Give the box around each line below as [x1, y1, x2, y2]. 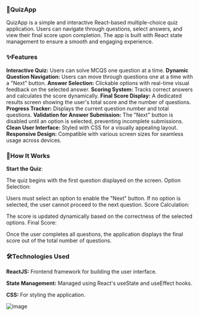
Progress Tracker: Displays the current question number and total [6, 105, 169, 112]
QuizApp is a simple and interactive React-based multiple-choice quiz [6, 19, 178, 26]
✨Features [6, 53, 38, 62]
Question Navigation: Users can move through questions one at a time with [6, 73, 193, 80]
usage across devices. [6, 136, 62, 144]
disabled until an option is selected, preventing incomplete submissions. [6, 117, 183, 124]
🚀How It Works [6, 151, 51, 160]
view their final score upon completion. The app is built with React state [6, 32, 183, 39]
